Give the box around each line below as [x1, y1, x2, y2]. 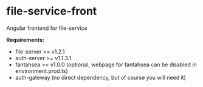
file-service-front [6, 4, 97, 18]
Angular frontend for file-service [6, 24, 88, 32]
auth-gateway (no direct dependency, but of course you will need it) [15, 74, 187, 81]
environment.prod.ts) [15, 67, 68, 74]
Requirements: [6, 36, 44, 43]
